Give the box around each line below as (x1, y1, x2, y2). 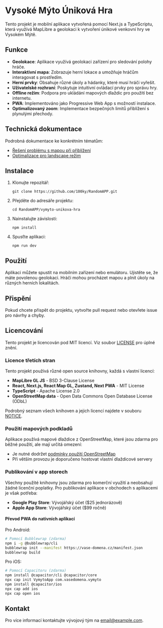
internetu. (12, 95, 32, 101)
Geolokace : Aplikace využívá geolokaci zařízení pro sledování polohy (12, 59, 152, 65)
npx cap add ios (5, 586, 38, 591)
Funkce (5, 46, 28, 54)
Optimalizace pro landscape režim (12, 152, 81, 159)
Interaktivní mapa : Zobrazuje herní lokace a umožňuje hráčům (12, 69, 139, 75)
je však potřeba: (5, 490, 38, 496)
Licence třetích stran (5, 357, 55, 364)
